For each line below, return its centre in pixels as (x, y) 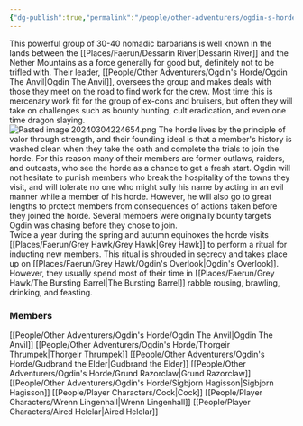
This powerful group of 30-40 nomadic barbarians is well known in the (141, 43)
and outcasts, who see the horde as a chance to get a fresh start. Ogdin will (150, 168)
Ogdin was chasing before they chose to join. (93, 225)
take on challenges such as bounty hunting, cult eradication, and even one (148, 110)
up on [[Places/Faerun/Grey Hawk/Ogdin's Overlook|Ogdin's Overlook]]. (144, 263)
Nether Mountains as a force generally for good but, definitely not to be (142, 62)
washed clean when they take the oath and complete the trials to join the (144, 149)
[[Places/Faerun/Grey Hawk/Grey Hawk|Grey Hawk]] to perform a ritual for (148, 244)
